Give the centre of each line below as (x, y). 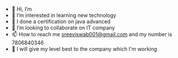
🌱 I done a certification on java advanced (61, 21)
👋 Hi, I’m (22, 9)
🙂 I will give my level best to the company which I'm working (84, 49)
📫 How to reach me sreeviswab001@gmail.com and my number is (92, 34)
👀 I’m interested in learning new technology (64, 15)
